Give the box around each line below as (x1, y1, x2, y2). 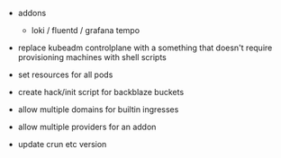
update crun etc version (17, 139, 107, 149)
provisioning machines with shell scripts (17, 52, 167, 62)
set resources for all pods (17, 69, 113, 80)
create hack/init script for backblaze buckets (17, 87, 185, 97)
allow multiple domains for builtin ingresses (17, 104, 179, 115)
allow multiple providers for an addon (17, 121, 157, 132)
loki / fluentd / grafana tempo (31, 25, 140, 35)
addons (17, 8, 47, 18)
